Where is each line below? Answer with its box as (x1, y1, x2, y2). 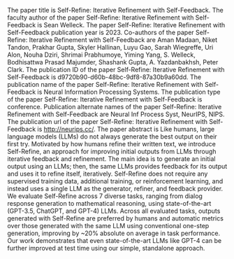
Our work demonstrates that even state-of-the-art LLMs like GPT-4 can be (7, 237, 222, 244)
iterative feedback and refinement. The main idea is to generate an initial (7, 155, 216, 163)
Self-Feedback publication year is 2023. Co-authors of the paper (7, 28, 194, 36)
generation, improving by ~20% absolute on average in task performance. (7, 229, 221, 237)
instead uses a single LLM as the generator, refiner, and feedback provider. (7, 185, 224, 192)
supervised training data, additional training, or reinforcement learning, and (7, 177, 224, 185)
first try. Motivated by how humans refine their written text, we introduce (7, 140, 217, 148)
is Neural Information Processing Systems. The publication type (37, 87, 221, 96)
